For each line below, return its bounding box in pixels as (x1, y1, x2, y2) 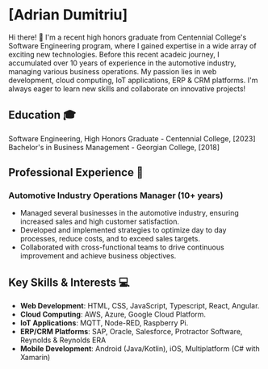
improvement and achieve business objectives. (19, 251, 177, 261)
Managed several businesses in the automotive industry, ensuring (19, 208, 240, 218)
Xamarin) (19, 353, 51, 363)
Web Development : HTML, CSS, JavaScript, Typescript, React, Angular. (19, 301, 260, 311)
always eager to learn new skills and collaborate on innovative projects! (8, 83, 246, 94)
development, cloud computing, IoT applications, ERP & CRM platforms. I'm (8, 75, 258, 85)
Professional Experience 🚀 (8, 166, 144, 179)
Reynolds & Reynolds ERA (19, 335, 107, 345)
